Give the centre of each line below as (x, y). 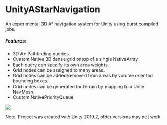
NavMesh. (24, 92)
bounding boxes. (30, 81)
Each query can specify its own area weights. (61, 65)
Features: (16, 41)
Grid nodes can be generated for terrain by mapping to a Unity (79, 86)
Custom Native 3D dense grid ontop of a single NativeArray (75, 59)
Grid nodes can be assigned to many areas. (59, 70)
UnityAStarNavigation (53, 9)
